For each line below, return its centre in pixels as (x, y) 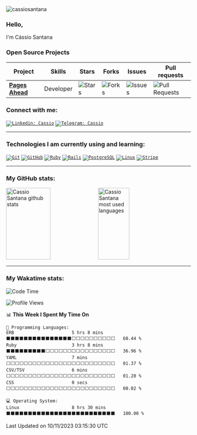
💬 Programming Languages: (38, 327)
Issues (137, 71)
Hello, (15, 24)
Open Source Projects (38, 52)
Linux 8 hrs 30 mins (56, 407)
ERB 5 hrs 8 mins (55, 332)
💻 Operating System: (32, 401)
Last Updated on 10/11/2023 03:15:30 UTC (57, 426)
